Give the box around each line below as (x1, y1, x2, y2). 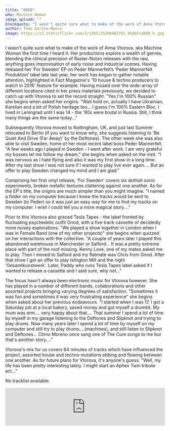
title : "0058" (5, 7, 35, 13)
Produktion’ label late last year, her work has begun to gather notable (5, 72, 149, 77)
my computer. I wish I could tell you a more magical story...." (5, 204, 131, 210)
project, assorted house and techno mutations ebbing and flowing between (5, 352, 162, 358)
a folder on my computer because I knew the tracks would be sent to (5, 193, 149, 199)
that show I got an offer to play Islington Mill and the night (5, 257, 125, 263)
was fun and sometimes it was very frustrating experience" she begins (5, 294, 153, 299)
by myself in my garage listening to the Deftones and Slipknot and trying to (5, 315, 161, 321)
